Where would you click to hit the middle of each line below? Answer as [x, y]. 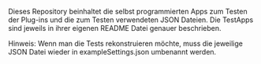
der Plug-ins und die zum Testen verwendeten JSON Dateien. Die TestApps [131, 20]
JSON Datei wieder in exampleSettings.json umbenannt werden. [112, 52]
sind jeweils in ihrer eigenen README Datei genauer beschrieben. [115, 28]
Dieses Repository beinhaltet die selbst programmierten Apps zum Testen [128, 11]
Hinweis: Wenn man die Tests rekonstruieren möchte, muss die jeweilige [125, 43]
